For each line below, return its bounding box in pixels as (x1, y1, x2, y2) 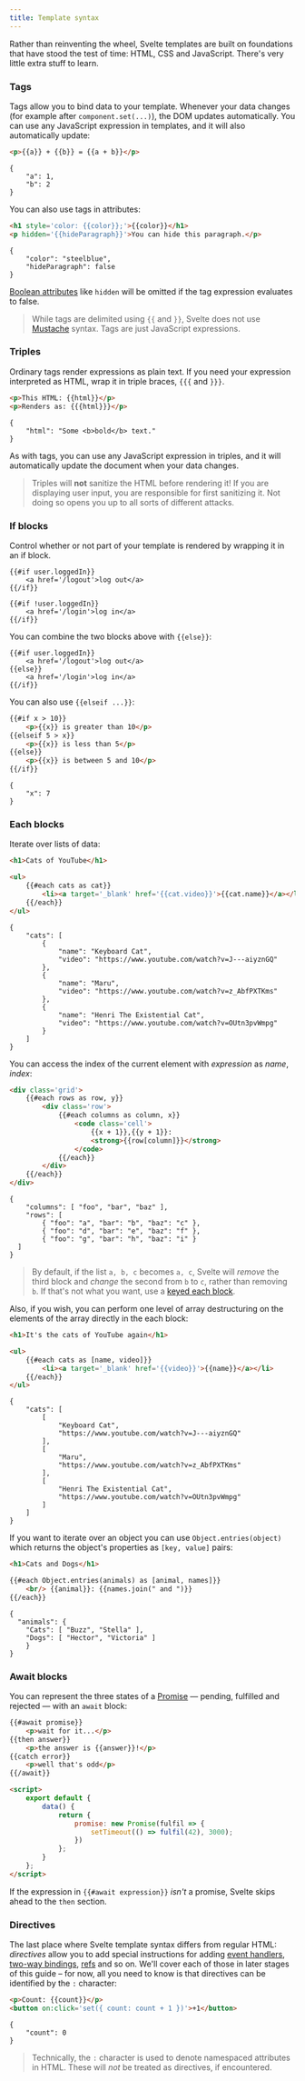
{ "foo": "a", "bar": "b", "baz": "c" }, (42, 1219, 202, 1228)
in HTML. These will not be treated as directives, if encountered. (31, 2061, 272, 2073)
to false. (9, 295, 40, 306)
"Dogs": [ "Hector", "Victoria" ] (25, 1633, 156, 1642)
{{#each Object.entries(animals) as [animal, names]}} (9, 1576, 221, 1586)
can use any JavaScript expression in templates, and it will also (9, 120, 246, 131)
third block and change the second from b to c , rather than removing (31, 1276, 288, 1287)
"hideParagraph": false (25, 262, 116, 271)
